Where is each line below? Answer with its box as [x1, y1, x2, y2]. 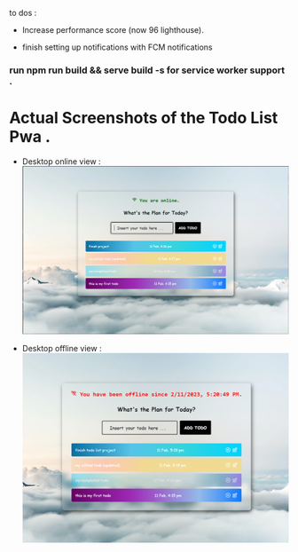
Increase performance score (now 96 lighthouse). [21, 25, 204, 35]
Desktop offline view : [21, 343, 102, 354]
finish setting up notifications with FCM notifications [21, 42, 213, 52]
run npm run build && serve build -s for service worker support [9, 64, 286, 76]
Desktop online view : [21, 155, 101, 167]
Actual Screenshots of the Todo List [9, 108, 278, 128]
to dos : [9, 8, 37, 18]
